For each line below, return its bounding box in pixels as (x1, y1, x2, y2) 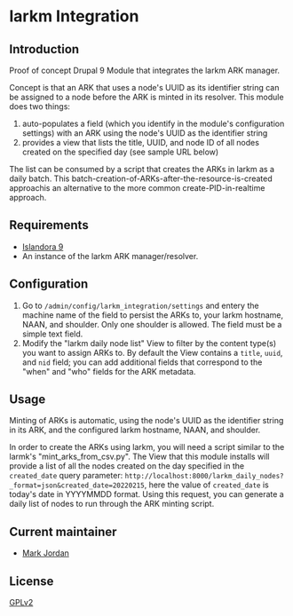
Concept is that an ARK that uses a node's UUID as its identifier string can (9, 83, 280, 92)
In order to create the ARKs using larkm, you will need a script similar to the (9, 442, 285, 453)
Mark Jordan (21, 548, 69, 558)
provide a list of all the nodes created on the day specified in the (9, 461, 245, 471)
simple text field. (21, 328, 83, 339)
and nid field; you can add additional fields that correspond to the (21, 357, 263, 367)
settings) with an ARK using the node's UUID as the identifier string (21, 128, 268, 138)
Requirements (9, 217, 89, 233)
